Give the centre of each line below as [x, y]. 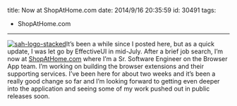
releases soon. [29, 96]
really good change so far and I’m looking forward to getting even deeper [114, 81]
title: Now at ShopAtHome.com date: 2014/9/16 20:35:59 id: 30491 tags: [112, 10]
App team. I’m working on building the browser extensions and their [106, 66]
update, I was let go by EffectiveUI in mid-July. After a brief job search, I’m [115, 51]
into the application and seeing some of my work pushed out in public [109, 88]
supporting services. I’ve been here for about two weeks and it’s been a [111, 74]
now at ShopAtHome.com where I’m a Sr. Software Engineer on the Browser [117, 59]
